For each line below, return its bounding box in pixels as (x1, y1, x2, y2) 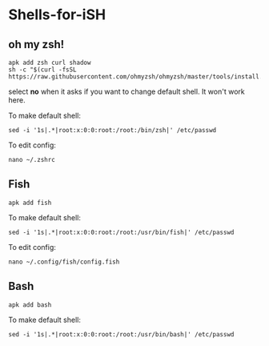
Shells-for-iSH (8, 6, 106, 24)
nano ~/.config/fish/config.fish (8, 258, 120, 266)
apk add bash (8, 300, 52, 309)
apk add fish (8, 199, 52, 207)
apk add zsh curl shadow (8, 58, 91, 66)
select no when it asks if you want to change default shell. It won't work (8, 86, 246, 96)
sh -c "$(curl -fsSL (8, 66, 78, 74)
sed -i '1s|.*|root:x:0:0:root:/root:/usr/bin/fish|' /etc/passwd (8, 228, 235, 236)
